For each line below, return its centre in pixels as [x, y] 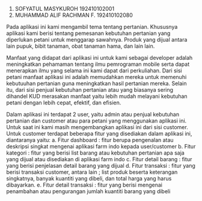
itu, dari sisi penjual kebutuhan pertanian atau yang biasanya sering [90, 90]
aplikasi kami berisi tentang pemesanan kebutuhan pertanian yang [88, 33]
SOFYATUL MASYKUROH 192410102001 [65, 9]
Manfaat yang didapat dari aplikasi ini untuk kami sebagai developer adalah [99, 58]
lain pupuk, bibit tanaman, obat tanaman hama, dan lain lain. [81, 46]
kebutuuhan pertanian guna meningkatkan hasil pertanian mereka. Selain [97, 83]
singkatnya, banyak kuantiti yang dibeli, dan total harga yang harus [89, 178]
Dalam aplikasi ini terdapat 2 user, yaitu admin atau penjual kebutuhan [93, 114]
